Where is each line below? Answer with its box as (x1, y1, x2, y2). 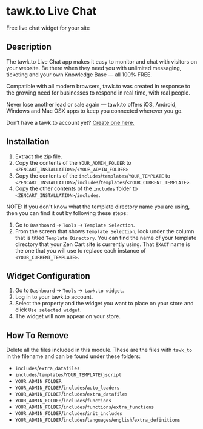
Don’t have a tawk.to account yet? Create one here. (6, 119, 135, 126)
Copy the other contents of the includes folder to (15, 185, 138, 192)
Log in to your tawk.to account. (15, 293, 93, 301)
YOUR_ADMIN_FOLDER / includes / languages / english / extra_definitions (15, 416, 181, 424)
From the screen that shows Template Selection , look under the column (15, 227, 195, 234)
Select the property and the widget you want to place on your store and (15, 300, 194, 307)
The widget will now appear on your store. (15, 313, 121, 320)
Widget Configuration (6, 271, 91, 281)
